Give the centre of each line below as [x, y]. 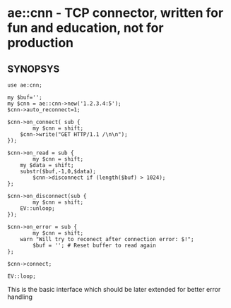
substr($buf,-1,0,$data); [58, 171]
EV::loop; [22, 276]
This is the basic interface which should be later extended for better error [114, 289]
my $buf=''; [25, 97]
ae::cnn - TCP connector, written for [115, 13]
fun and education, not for [85, 28]
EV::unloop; [37, 209]
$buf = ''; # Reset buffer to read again [95, 245]
